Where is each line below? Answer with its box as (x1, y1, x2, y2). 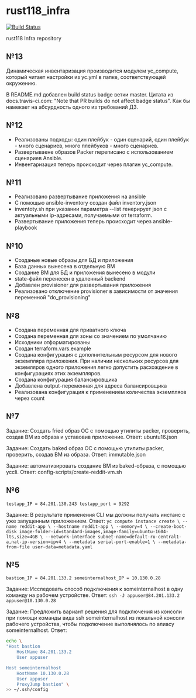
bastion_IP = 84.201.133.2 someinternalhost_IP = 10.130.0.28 (6, 575, 161, 581)
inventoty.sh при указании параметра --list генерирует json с (14, 206, 167, 213)
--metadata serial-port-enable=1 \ (68, 539, 156, 545)
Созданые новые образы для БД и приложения (14, 257, 133, 264)
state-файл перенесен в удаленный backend (14, 275, 126, 282)
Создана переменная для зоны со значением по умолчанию (14, 333, 167, 340)
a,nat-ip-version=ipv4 (6, 539, 61, 545)
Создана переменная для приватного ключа (14, 326, 126, 333)
